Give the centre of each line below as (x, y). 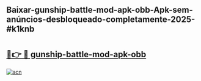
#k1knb (20, 29)
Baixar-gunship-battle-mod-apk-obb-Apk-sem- (100, 10)
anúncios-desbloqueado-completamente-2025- (101, 20)
